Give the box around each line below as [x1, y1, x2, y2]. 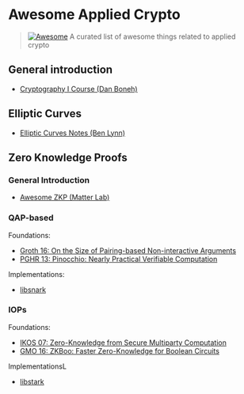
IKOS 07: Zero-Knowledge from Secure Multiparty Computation [19, 338, 227, 347]
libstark [19, 377, 45, 386]
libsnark [19, 285, 46, 294]
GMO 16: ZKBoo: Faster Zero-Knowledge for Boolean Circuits [19, 346, 220, 355]
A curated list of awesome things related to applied [70, 32, 236, 41]
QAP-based [8, 212, 54, 223]
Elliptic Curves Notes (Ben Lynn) [19, 128, 125, 138]
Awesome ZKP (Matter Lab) [19, 192, 110, 203]
